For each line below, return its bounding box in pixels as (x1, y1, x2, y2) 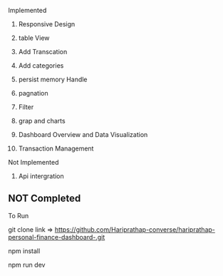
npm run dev (8, 260, 46, 269)
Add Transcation (18, 48, 68, 56)
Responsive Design (18, 20, 76, 28)
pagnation (18, 89, 48, 97)
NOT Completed (8, 193, 81, 205)
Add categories (18, 61, 64, 70)
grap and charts (18, 117, 66, 125)
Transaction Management (18, 144, 94, 153)
